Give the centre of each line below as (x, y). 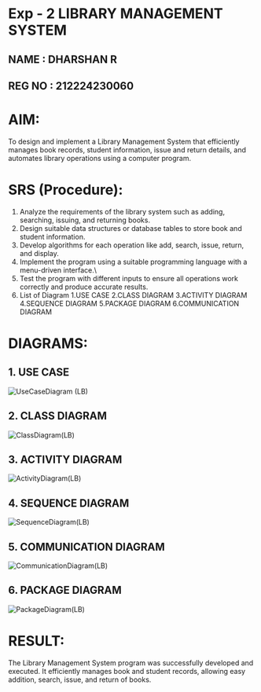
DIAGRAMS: (48, 344)
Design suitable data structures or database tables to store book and (130, 228)
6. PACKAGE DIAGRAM (65, 590)
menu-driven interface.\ (58, 270)
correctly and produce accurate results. (84, 287)
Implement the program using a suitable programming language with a (133, 262)
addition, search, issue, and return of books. (80, 679)
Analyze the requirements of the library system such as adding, (122, 211)
